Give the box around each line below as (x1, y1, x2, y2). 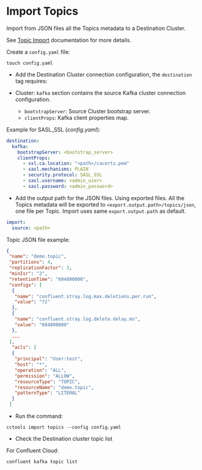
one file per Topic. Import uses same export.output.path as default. (15, 207, 186, 215)
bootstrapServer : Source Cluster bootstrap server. (24, 107, 151, 114)
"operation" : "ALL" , (14, 367, 67, 373)
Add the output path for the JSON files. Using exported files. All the (15, 194, 185, 201)
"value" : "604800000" (14, 321, 70, 328)
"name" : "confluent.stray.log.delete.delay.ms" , (14, 316, 140, 323)
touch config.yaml (6, 60, 53, 66)
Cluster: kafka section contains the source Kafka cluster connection (15, 89, 186, 96)
